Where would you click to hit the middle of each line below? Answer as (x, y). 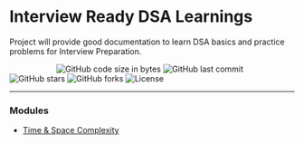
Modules (29, 110)
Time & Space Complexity (71, 130)
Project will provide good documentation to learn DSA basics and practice (147, 42)
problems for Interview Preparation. (76, 51)
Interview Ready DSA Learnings (131, 17)
